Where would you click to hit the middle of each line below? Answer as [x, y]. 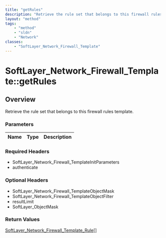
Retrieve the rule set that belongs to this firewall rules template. [69, 111]
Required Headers [27, 151]
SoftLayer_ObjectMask [35, 207]
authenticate [25, 167]
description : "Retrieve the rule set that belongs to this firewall [77, 14]
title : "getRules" [24, 10]
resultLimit [23, 201]
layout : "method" [23, 19]
